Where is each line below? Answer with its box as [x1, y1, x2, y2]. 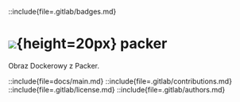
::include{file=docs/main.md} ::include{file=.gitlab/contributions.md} [8, 76, 233, 86]
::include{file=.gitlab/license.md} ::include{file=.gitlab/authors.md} [8, 84, 226, 94]
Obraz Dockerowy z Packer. [8, 61, 99, 70]
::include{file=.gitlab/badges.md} [8, 7, 117, 16]
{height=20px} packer [16, 35, 168, 53]
